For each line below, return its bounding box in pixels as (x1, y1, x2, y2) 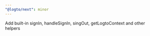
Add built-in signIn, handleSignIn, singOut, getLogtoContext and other (5, 20, 145, 26)
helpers (5, 25, 20, 31)
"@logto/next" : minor (5, 7, 49, 12)
